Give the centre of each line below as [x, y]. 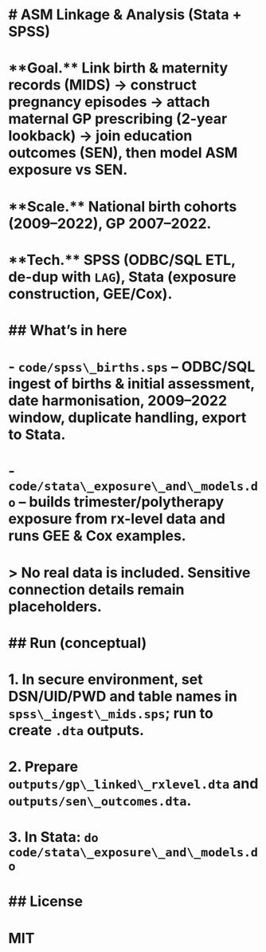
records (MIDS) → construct [102, 85]
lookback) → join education [100, 136]
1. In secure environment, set [106, 679]
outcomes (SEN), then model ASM [123, 153]
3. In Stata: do [53, 837]
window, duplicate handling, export [127, 418]
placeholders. [55, 606]
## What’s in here [68, 330]
